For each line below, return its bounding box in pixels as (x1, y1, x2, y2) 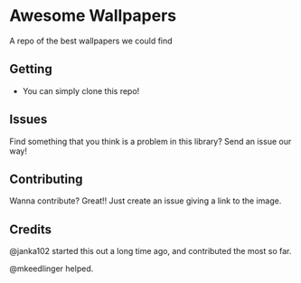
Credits (9, 222, 52, 237)
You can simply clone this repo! (22, 85, 140, 96)
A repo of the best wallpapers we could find (9, 35, 174, 46)
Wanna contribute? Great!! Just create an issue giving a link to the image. (9, 195, 282, 206)
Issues (9, 112, 48, 127)
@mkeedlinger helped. (9, 263, 94, 274)
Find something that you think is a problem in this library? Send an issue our (9, 136, 292, 146)
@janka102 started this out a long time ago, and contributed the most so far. (9, 246, 292, 257)
